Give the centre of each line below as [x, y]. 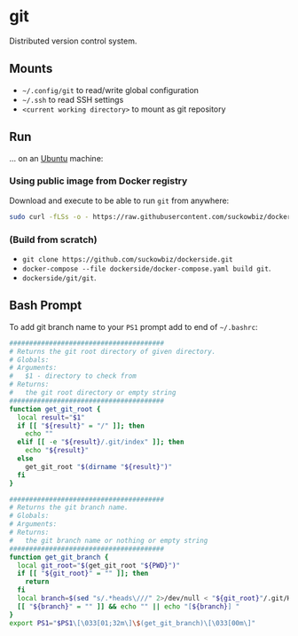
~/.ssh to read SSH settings [73, 99]
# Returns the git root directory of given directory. [113, 351]
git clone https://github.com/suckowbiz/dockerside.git [127, 260]
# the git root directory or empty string [93, 393]
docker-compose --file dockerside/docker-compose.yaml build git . [146, 269]
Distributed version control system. [73, 41]
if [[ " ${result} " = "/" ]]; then [81, 426]
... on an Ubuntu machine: [56, 158]
